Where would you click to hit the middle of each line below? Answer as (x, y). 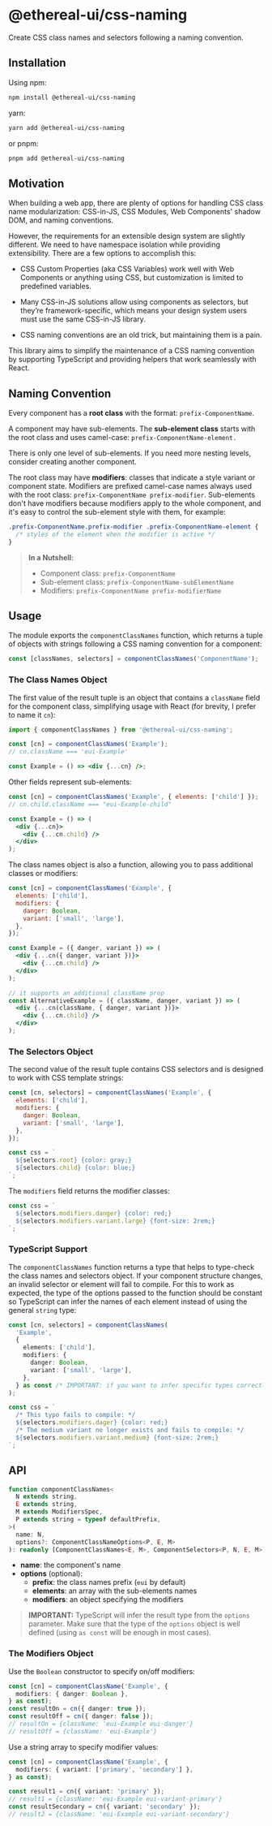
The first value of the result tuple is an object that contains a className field (134, 697)
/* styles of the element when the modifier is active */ (116, 534)
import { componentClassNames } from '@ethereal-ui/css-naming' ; (121, 730)
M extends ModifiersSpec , (59, 1512)
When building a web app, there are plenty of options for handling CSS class (136, 203)
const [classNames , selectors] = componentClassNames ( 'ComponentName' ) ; (134, 659)
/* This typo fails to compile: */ (76, 1415)
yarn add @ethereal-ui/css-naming (67, 127)
